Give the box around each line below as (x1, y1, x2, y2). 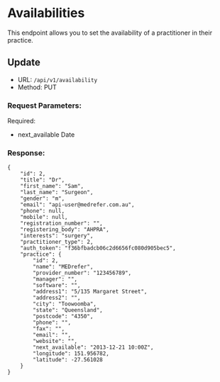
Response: (7, 147, 45, 157)
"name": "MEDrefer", (33, 264, 94, 271)
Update (7, 57, 41, 69)
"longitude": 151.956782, (33, 350, 110, 357)
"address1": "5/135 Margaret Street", (33, 288, 148, 296)
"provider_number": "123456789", (33, 269, 132, 277)
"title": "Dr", (20, 176, 65, 184)
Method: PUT (17, 83, 57, 91)
